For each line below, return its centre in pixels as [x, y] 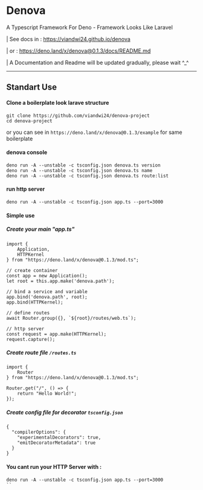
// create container [32, 270]
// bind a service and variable [47, 291]
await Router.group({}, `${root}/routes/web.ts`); [71, 318]
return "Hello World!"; [47, 394]
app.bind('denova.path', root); [47, 297]
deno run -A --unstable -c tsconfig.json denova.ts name [79, 170]
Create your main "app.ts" [40, 229]
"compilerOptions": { [39, 432]
